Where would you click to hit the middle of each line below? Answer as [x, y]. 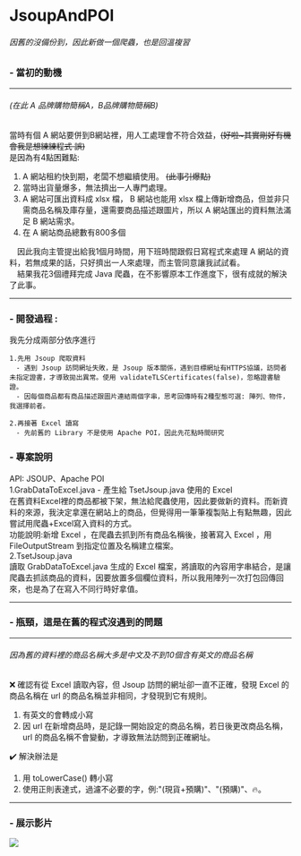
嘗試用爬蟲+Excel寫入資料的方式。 [73, 523]
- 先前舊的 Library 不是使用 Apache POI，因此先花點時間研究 [120, 433]
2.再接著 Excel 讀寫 [44, 424]
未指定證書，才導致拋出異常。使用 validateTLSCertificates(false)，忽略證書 [142, 378]
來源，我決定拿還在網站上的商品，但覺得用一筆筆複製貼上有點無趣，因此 [158, 512]
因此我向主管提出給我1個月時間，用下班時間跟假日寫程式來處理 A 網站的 [149, 251]
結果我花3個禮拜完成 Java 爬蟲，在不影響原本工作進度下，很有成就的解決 [152, 273]
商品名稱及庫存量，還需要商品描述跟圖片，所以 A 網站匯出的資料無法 [157, 210]
